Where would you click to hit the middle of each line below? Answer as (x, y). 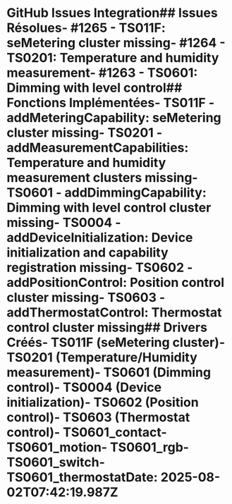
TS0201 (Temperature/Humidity (102, 358)
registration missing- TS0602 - (100, 268)
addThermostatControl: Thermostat (115, 313)
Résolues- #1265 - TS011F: (86, 28)
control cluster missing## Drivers (107, 327)
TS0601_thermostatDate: (82, 478)
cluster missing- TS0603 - (86, 298)
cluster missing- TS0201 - (85, 133)
